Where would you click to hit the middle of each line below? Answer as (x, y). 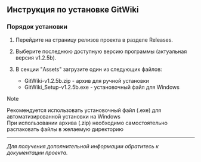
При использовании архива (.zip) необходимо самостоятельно (87, 123)
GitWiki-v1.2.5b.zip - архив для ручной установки (87, 80)
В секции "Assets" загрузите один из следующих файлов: (89, 69)
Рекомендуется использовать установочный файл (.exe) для (84, 110)
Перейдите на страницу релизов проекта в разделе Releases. (94, 40)
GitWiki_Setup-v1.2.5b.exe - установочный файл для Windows (102, 87)
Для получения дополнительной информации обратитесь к (83, 146)
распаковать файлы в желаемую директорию (65, 129)
